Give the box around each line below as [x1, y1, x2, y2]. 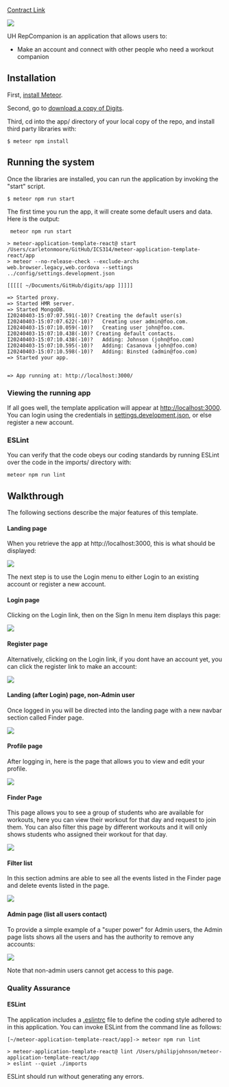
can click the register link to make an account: [7, 662, 137, 670]
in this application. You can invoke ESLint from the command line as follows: [7, 1022, 221, 1031]
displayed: [7, 547, 36, 555]
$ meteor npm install [7, 137, 69, 145]
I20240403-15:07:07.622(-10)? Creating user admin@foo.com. [7, 318, 189, 325]
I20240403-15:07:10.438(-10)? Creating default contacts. [7, 330, 176, 337]
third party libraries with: [7, 124, 77, 133]
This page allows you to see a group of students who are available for [7, 808, 204, 816]
